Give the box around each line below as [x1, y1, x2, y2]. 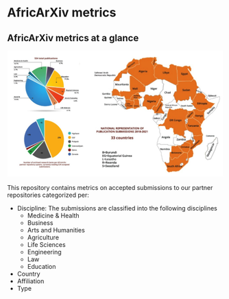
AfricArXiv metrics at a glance [7, 32, 139, 44]
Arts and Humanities [27, 226, 86, 234]
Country [16, 270, 40, 278]
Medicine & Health [27, 211, 80, 219]
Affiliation [16, 276, 45, 285]
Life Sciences [27, 240, 67, 248]
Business [27, 218, 53, 227]
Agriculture [27, 233, 60, 241]
